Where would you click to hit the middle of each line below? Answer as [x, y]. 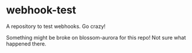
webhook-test [41, 10]
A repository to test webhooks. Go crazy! [56, 26]
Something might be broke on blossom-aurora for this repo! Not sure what [96, 37]
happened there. [26, 44]
